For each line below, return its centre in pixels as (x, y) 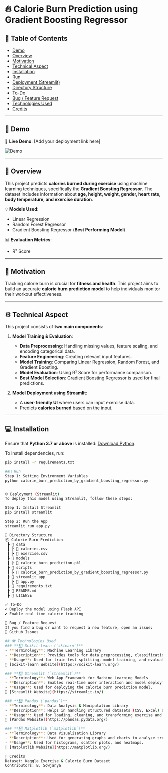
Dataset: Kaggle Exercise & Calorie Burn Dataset (58, 761)
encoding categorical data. (47, 351)
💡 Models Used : (22, 209)
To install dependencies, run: (35, 453)
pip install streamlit (29, 513)
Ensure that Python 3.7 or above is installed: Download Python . (70, 444)
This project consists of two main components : (54, 327)
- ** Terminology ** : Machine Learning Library (53, 651)
